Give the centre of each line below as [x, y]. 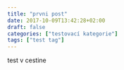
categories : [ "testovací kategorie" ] [63, 34]
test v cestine [27, 60]
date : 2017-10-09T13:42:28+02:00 [56, 21]
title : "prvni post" [38, 14]
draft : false [26, 27]
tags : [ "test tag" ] [36, 40]
